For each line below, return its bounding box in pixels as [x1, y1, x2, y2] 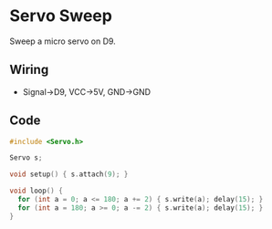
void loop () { [9, 186, 64, 196]
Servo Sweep [9, 5, 112, 26]
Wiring [9, 62, 49, 78]
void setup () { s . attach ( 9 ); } [9, 170, 129, 179]
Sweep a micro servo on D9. [9, 36, 116, 47]
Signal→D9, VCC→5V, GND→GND [22, 86, 152, 97]
